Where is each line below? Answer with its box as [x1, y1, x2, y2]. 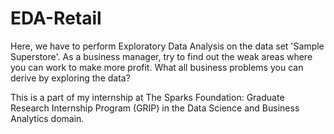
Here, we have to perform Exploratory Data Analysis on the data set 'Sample [10, 40, 325, 52]
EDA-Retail [10, 7, 102, 30]
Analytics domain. [10, 112, 85, 124]
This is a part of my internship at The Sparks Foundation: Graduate [10, 91, 285, 103]
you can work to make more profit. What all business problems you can [10, 61, 304, 73]
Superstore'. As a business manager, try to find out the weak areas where [10, 50, 313, 62]
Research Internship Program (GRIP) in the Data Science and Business [10, 102, 300, 114]
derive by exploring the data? [10, 72, 131, 84]
